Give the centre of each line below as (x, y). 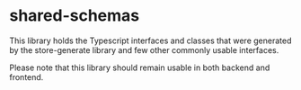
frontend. (27, 76)
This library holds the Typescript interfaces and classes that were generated (150, 40)
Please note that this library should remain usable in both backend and (140, 67)
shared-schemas (75, 16)
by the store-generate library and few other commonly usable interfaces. (144, 49)
